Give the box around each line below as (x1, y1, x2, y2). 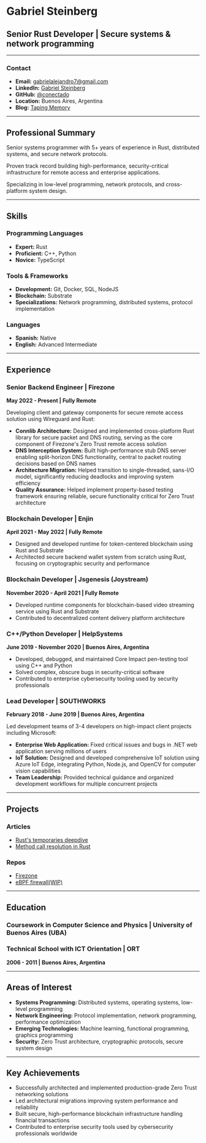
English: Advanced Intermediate (15, 341, 97, 348)
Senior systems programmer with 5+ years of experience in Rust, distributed (6, 144, 200, 151)
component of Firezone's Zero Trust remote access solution (15, 441, 167, 448)
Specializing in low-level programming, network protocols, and (6, 181, 165, 188)
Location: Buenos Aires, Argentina (15, 97, 103, 105)
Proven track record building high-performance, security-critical (6, 162, 169, 170)
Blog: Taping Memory (15, 104, 71, 111)
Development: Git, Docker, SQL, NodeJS (15, 286, 119, 293)
